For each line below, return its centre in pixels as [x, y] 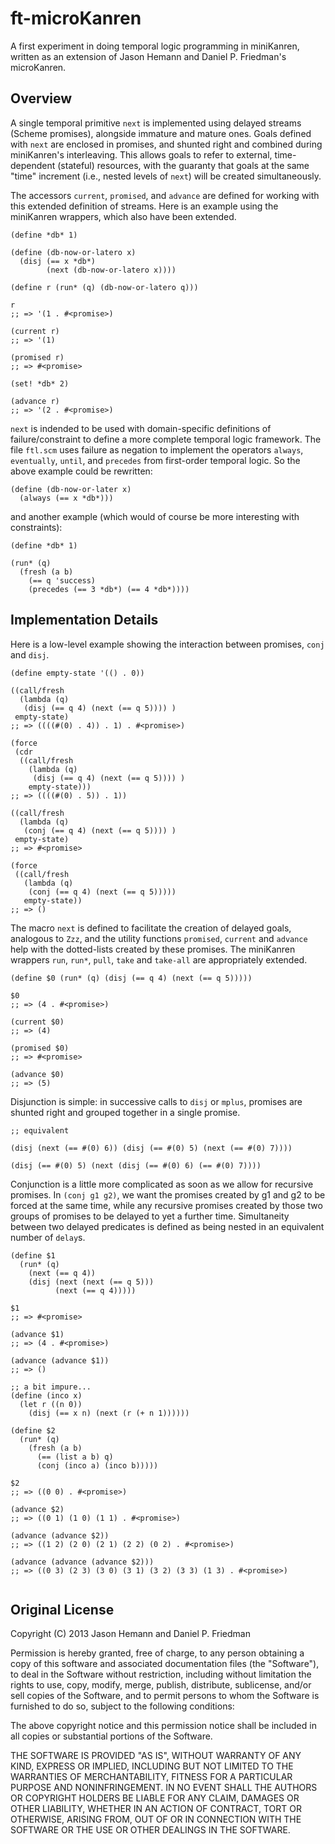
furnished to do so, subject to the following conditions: [122, 1706]
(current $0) [37, 1022]
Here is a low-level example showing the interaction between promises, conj [167, 644]
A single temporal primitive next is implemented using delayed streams [156, 123]
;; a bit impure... [51, 1387]
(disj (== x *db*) [58, 261]
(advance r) [35, 401]
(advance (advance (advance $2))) [82, 1562]
